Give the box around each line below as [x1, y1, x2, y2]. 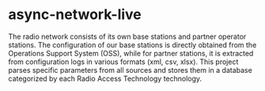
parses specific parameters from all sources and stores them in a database [8, 65, 253, 74]
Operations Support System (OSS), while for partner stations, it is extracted [8, 48, 254, 58]
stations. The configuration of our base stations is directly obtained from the [8, 40, 257, 49]
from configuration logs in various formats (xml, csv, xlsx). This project [8, 57, 239, 66]
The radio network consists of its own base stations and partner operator [8, 32, 247, 41]
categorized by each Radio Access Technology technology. [8, 74, 203, 83]
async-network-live [8, 6, 142, 24]
